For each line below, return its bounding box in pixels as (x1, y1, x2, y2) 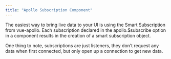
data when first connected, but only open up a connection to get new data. (5, 48, 163, 54)
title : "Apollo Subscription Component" (5, 7, 93, 13)
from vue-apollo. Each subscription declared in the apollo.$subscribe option (5, 27, 166, 33)
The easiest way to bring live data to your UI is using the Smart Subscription (5, 22, 165, 28)
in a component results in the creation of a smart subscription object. (5, 32, 151, 38)
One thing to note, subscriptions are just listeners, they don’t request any (5, 42, 159, 49)
